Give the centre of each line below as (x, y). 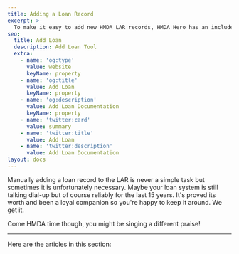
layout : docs (27, 160)
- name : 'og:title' (49, 80)
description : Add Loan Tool (55, 47)
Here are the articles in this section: (59, 244)
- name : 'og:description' (59, 100)
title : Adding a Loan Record (51, 14)
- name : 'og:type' (47, 60)
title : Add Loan (38, 41)
